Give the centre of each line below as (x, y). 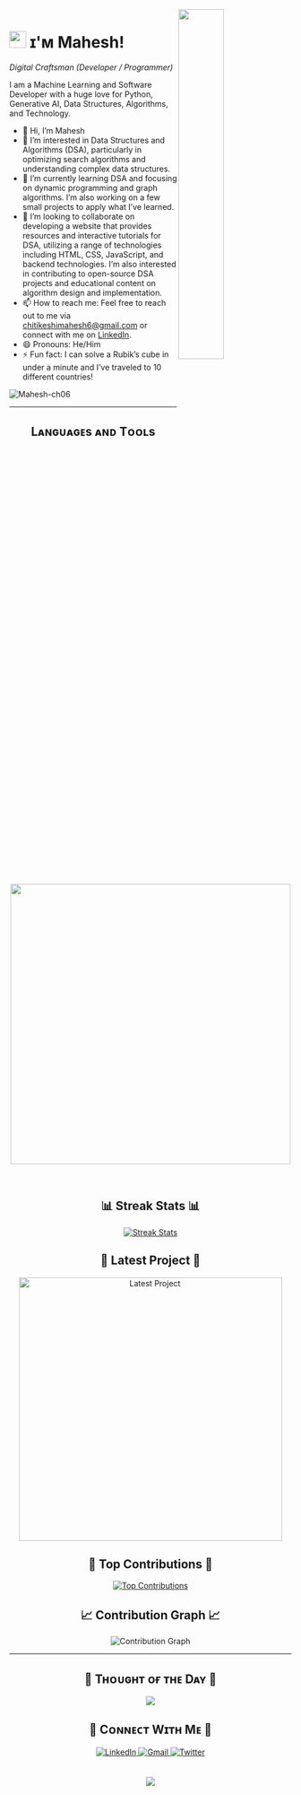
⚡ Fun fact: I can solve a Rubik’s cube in (95, 354)
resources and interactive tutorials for (91, 235)
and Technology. (40, 113)
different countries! (58, 377)
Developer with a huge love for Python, (82, 94)
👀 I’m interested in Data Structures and (94, 140)
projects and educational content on (89, 283)
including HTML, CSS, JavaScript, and (93, 254)
